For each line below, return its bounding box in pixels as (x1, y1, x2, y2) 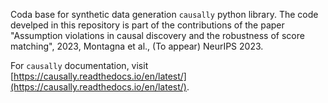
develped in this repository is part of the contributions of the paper (10, 19, 285, 31)
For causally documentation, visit (10, 60, 149, 71)
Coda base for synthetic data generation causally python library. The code (10, 9, 319, 20)
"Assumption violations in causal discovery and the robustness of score (10, 30, 305, 41)
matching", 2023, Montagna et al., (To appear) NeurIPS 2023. (10, 40, 264, 52)
